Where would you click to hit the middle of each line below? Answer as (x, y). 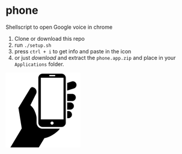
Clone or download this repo (50, 38)
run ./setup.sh (33, 45)
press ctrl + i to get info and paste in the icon (73, 51)
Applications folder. (39, 64)
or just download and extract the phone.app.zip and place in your (95, 58)
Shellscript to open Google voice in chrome (59, 27)
